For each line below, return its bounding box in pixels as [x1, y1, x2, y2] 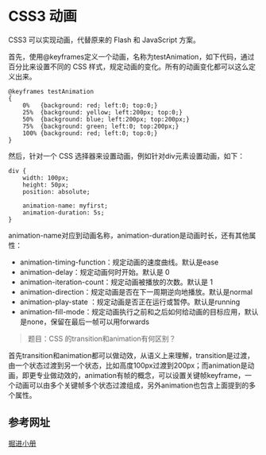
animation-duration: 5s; [22, 208, 105, 217]
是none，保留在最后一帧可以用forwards [19, 317, 149, 326]
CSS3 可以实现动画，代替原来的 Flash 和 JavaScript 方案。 [8, 35, 200, 44]
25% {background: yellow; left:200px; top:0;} [22, 108, 183, 116]
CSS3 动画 [8, 7, 78, 25]
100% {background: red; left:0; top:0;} [22, 129, 158, 137]
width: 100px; [22, 174, 69, 182]
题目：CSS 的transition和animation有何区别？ [27, 334, 176, 343]
